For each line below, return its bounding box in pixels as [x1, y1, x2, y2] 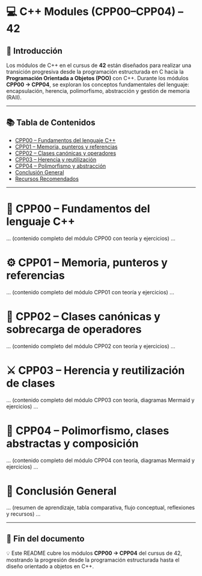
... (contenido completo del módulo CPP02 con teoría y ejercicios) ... [6, 342, 176, 350]
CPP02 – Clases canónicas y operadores [14, 149, 116, 157]
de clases [6, 376, 55, 390]
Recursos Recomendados [14, 175, 79, 182]
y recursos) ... [6, 510, 41, 517]
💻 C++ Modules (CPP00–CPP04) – [6, 5, 183, 19]
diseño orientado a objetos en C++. [6, 563, 94, 570]
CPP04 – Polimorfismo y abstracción [14, 162, 106, 169]
